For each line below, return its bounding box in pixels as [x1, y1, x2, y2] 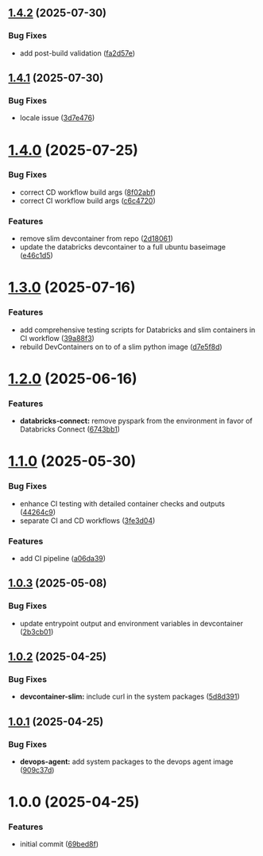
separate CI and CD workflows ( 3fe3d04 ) [19, 516, 156, 525]
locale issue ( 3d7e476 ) [19, 113, 95, 122]
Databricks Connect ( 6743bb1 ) [19, 424, 121, 434]
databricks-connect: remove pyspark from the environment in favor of [19, 416, 253, 426]
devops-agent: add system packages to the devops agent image [19, 757, 234, 766]
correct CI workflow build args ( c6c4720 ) [19, 196, 157, 205]
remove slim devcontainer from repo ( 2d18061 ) [19, 234, 173, 243]
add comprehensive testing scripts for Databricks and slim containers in [19, 325, 256, 335]
